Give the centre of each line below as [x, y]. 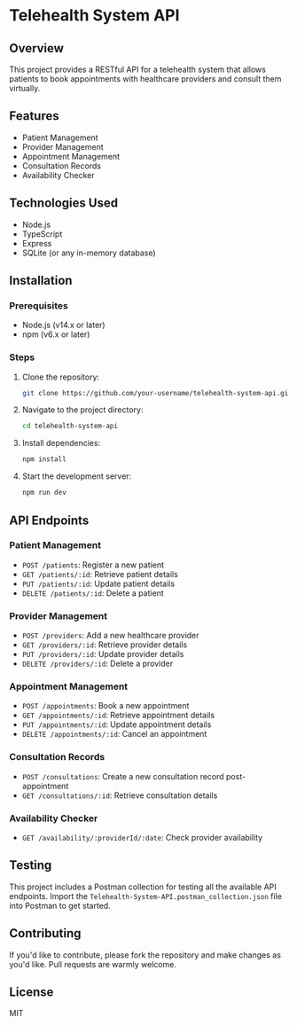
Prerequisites [39, 305]
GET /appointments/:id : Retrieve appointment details [118, 716]
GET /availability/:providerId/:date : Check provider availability [142, 837]
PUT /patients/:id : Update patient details [98, 583]
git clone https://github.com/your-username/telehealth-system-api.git [157, 393]
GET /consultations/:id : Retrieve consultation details [120, 795]
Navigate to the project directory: [82, 410]
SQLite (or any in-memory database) [89, 253]
